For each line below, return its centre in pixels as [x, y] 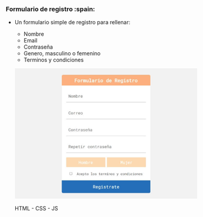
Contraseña [38, 47]
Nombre [34, 34]
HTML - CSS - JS [36, 208]
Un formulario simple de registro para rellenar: [72, 22]
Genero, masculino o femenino [62, 53]
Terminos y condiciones [53, 60]
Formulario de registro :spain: [50, 9]
